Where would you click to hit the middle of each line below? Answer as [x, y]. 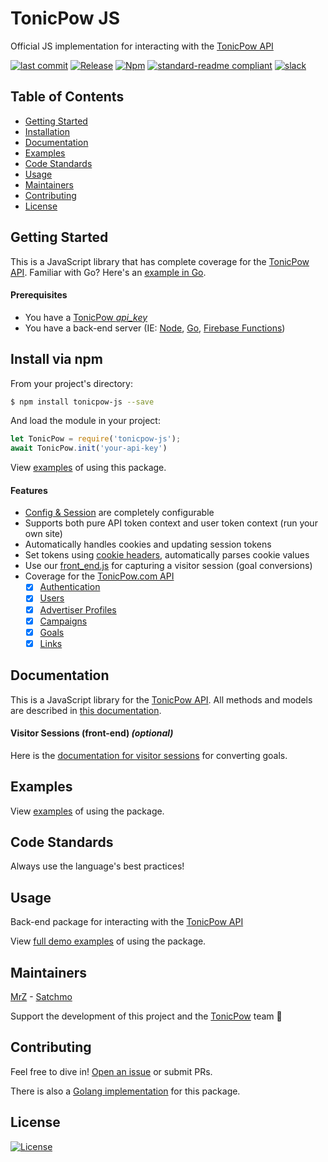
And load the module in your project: [85, 421]
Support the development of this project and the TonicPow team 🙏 [146, 1016]
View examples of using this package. [88, 468]
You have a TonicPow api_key [86, 317]
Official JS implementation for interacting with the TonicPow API [142, 46]
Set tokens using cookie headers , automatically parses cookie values [167, 555]
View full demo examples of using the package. [108, 941]
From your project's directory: [72, 383]
